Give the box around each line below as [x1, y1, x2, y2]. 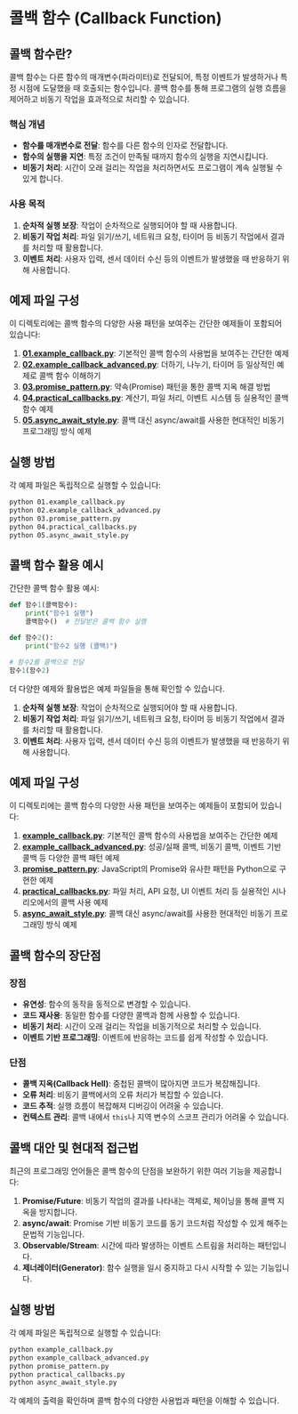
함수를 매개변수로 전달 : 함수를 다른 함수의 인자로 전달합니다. [21, 140, 229, 151]
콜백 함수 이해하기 [38, 370, 101, 381]
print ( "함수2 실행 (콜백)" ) [25, 642, 118, 650]
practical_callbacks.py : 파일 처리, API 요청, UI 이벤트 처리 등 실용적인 [21, 886, 270, 897]
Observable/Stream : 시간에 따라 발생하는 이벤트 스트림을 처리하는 [21, 1240, 256, 1251]
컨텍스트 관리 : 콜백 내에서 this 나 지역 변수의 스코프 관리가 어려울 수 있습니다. [21, 1111, 289, 1122]
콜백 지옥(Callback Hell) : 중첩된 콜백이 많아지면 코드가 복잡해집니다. [21, 1079, 261, 1089]
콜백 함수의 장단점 [9, 948, 101, 963]
